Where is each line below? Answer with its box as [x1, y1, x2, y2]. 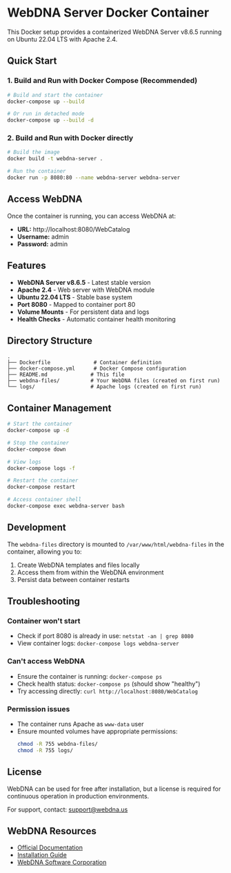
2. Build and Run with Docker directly [7, 133, 134, 143]
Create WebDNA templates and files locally [17, 561, 140, 569]
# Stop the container [7, 439, 70, 447]
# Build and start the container [7, 91, 103, 98]
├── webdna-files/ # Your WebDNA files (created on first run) [7, 377, 221, 384]
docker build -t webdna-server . [7, 156, 103, 162]
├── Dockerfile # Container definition [7, 359, 162, 366]
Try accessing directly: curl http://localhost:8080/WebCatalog [17, 686, 199, 695]
